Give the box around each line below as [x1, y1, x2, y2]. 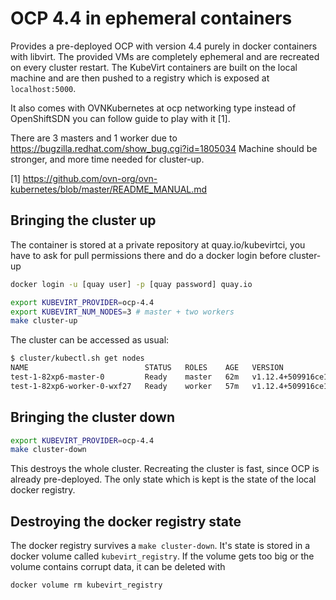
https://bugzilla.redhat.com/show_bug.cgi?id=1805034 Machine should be [10, 142, 318, 154]
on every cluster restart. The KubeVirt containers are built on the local [10, 61, 298, 73]
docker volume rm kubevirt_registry [10, 580, 163, 591]
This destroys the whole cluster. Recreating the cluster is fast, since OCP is [10, 463, 320, 475]
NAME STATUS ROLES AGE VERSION [10, 363, 284, 373]
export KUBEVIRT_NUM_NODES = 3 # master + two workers [10, 307, 235, 317]
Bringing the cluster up [10, 212, 157, 229]
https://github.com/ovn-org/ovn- [22, 172, 158, 184]
